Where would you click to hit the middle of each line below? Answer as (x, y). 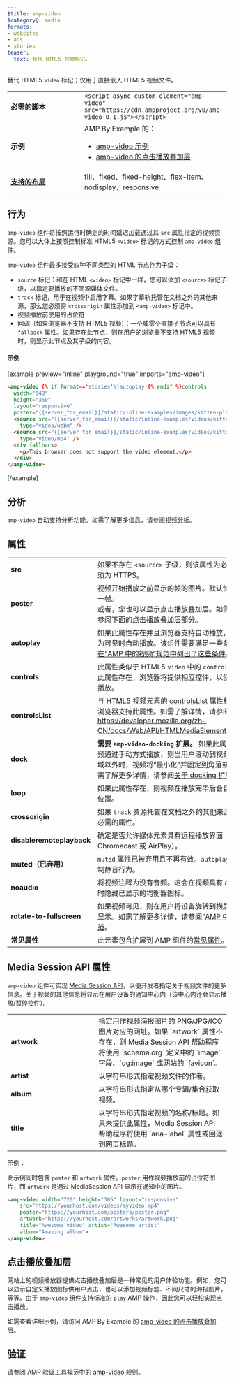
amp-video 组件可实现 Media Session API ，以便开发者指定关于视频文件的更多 (117, 985)
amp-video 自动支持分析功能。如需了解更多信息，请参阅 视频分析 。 (102, 520)
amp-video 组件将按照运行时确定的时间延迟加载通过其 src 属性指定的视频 (111, 232)
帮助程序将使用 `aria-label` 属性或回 (157, 1134)
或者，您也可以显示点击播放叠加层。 (157, 609)
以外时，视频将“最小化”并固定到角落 (163, 765)
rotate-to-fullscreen (46, 916)
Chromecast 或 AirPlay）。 (140, 846)
